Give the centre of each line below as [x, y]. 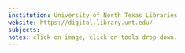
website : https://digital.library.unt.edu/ [81, 23]
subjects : [24, 30]
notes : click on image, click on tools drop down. [93, 37]
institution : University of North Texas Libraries [93, 15]
